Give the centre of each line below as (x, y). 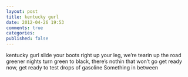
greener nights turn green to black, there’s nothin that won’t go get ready (94, 61)
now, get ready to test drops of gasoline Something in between (82, 67)
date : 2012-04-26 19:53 (35, 22)
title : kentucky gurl (33, 17)
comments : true (25, 28)
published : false (27, 38)
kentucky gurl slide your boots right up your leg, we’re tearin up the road (94, 55)
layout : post (22, 11)
